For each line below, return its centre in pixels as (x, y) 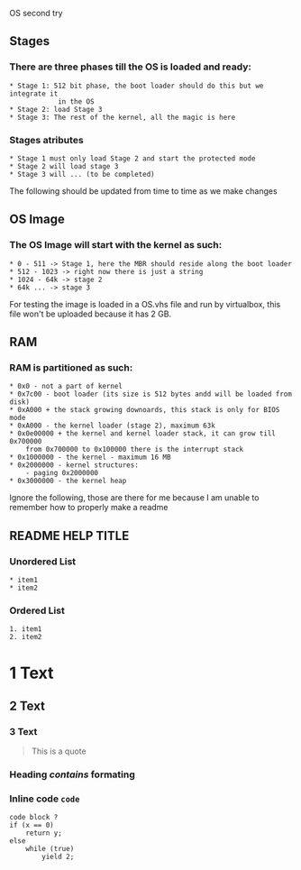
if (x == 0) (32, 825)
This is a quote (59, 751)
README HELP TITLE (69, 536)
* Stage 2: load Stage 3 (56, 109)
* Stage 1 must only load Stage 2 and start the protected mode (132, 158)
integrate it (34, 94)
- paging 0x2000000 (62, 473)
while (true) (50, 849)
